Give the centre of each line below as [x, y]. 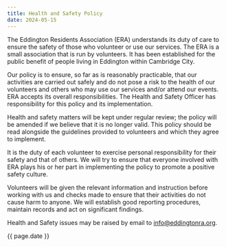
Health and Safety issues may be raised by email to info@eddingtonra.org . [112, 222]
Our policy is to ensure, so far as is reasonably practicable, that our [102, 74]
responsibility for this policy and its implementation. [80, 104]
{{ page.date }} [29, 236]
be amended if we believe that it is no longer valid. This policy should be [109, 124]
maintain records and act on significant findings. [76, 209]
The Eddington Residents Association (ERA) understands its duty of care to [113, 39]
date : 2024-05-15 [32, 20]
